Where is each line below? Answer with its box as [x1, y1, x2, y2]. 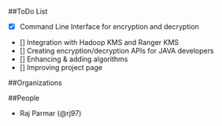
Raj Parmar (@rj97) [19, 109, 82, 118]
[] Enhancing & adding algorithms [19, 54, 128, 64]
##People [8, 94, 40, 103]
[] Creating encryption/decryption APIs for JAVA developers [19, 46, 214, 56]
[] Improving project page [19, 63, 103, 72]
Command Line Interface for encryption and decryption [19, 22, 199, 31]
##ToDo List [8, 7, 48, 16]
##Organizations [8, 78, 63, 87]
